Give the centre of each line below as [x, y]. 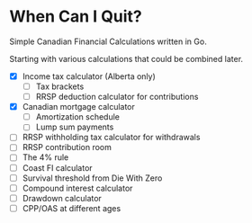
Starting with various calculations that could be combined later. [126, 58]
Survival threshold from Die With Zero [92, 178]
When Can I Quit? [76, 17]
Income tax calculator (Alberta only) [89, 76]
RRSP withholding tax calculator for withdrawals [111, 138]
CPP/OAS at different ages [72, 208]
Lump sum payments [75, 127]
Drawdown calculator [62, 198]
